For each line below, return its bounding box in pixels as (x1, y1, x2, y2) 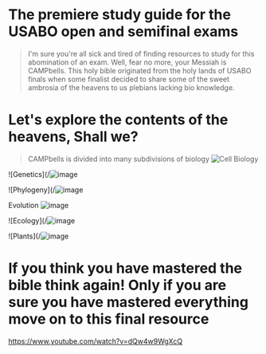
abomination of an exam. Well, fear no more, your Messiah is (27, 57, 227, 67)
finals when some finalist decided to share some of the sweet (27, 74, 229, 84)
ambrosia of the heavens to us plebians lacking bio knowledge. (27, 82, 235, 92)
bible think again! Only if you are (8, 277, 227, 294)
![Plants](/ (8, 231, 41, 241)
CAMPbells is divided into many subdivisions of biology (27, 154, 209, 163)
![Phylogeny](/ (8, 185, 56, 195)
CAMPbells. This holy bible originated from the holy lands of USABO (27, 65, 252, 75)
